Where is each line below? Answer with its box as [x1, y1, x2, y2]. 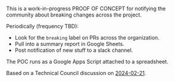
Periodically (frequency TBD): [6, 23, 79, 29]
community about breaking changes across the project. [6, 11, 142, 18]
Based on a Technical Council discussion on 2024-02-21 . [6, 70, 147, 76]
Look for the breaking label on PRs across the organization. [14, 34, 160, 41]
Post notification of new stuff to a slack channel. [14, 47, 133, 54]
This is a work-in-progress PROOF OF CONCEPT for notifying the [6, 5, 166, 12]
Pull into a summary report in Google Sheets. [14, 41, 125, 47]
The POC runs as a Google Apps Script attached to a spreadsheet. [6, 58, 169, 65]
